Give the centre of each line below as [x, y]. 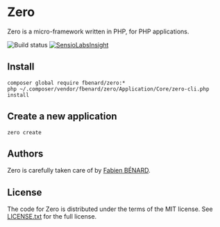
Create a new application [62, 117]
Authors [25, 154]
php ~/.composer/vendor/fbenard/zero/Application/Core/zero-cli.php [108, 89]
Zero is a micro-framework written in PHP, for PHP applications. [98, 31]
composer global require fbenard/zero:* [67, 83]
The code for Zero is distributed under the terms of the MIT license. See [110, 209]
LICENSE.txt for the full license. [52, 217]
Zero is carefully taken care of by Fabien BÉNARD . [79, 171]
